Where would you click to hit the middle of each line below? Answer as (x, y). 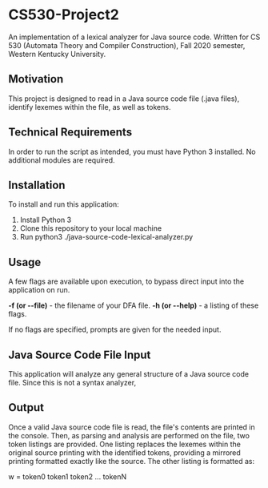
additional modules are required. (62, 160)
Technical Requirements (70, 133)
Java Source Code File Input (80, 355)
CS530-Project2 (64, 15)
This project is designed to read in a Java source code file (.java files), (124, 99)
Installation (37, 185)
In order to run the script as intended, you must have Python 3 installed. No (132, 151)
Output (26, 407)
